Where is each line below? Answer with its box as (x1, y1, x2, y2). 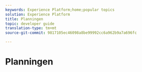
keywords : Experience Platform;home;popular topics (5, 7, 115, 12)
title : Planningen (5, 16, 43, 21)
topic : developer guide (5, 21, 55, 26)
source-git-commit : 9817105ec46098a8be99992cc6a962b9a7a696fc (5, 30, 137, 35)
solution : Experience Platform (5, 12, 70, 17)
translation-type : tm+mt (5, 26, 57, 31)
